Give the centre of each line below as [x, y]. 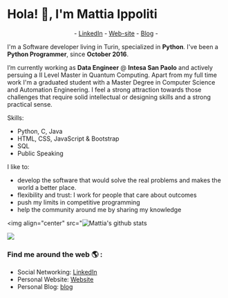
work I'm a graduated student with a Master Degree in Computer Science [111, 82]
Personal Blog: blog [45, 287]
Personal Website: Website [55, 279]
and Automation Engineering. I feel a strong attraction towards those [104, 89]
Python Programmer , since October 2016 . [68, 54]
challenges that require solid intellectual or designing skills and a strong [109, 97]
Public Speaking [40, 153]
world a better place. [47, 187]
